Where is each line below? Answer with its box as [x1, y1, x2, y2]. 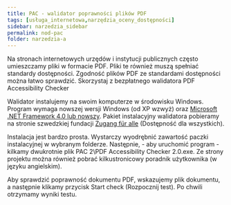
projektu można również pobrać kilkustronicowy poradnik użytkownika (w [7, 155, 218, 163]
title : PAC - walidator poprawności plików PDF [7, 10, 147, 17]
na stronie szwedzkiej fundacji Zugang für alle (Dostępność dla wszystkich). [7, 119, 225, 128]
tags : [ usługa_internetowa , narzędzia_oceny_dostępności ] [7, 17, 175, 23]
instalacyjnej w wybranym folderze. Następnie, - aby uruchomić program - [7, 140, 219, 148]
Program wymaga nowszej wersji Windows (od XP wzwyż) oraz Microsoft [7, 105, 218, 113]
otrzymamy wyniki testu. [7, 191, 77, 199]
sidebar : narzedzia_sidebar [7, 23, 89, 30]
